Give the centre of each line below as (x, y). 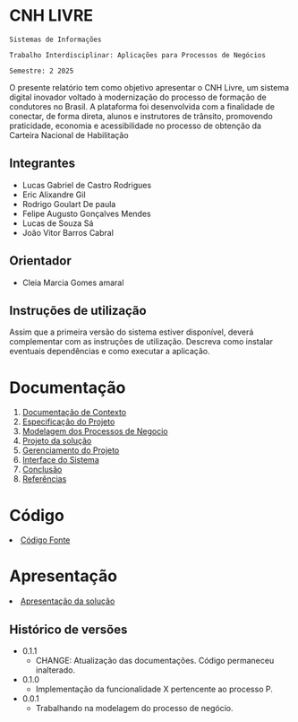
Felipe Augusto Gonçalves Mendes (86, 213)
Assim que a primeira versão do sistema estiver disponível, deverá (132, 332)
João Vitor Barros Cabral (68, 232)
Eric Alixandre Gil (54, 195)
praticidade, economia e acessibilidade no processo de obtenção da (136, 126)
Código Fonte (46, 540)
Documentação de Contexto (74, 413)
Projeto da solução (57, 441)
